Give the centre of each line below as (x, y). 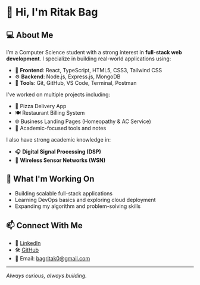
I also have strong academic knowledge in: (59, 140)
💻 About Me (30, 35)
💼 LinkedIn (28, 243)
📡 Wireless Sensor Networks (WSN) (60, 160)
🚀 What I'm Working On (50, 179)
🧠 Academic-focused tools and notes (60, 128)
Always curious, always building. (47, 275)
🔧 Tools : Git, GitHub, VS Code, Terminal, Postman (76, 83)
